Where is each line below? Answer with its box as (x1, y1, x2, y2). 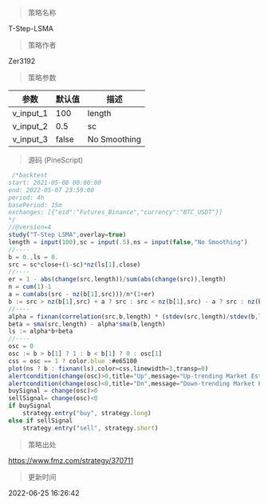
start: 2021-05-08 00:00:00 (8, 178, 102, 186)
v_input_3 (12, 134, 49, 145)
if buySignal (8, 402, 52, 410)
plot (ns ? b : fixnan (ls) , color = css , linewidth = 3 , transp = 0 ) (8, 364, 209, 373)
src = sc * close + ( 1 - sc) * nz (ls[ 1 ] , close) (8, 260, 141, 269)
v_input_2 (12, 121, 49, 131)
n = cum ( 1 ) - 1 (8, 283, 52, 291)
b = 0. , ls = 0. (8, 253, 59, 261)
